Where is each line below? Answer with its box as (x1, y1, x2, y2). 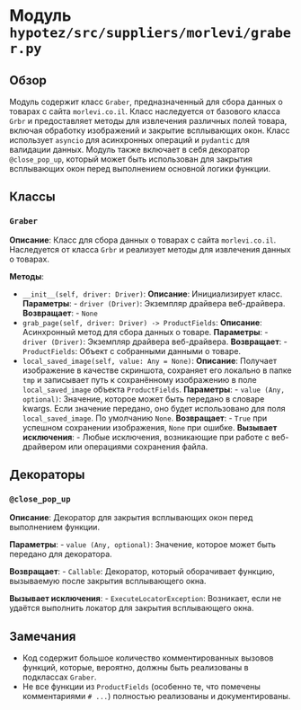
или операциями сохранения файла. (67, 441, 208, 452)
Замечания (9, 628, 76, 643)
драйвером (22, 441, 67, 452)
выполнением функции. (9, 522, 101, 533)
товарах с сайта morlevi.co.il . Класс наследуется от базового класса (9, 106, 281, 117)
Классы (9, 190, 56, 205)
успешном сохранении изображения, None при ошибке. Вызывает (22, 422, 278, 432)
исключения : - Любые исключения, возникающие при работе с (22, 431, 270, 442)
